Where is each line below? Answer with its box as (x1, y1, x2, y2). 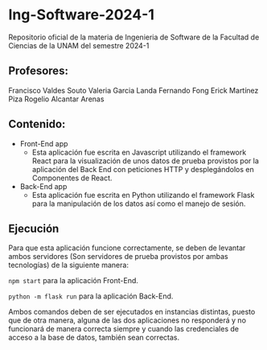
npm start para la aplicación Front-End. (8, 276, 139, 286)
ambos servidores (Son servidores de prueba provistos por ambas (8, 252, 228, 261)
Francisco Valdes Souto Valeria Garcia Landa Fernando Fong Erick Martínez (8, 85, 259, 95)
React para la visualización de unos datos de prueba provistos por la (31, 155, 260, 166)
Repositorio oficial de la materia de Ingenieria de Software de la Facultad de (8, 32, 260, 42)
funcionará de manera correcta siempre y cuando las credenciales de (8, 324, 240, 334)
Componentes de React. (31, 173, 113, 183)
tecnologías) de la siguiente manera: (8, 260, 129, 270)
